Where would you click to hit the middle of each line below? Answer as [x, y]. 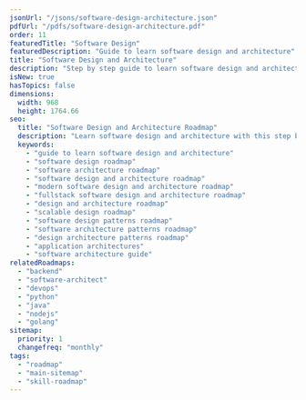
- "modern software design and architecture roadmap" [130, 187]
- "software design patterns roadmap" [99, 220]
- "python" [38, 296]
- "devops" [38, 288]
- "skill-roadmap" [53, 381]
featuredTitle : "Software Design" [75, 43]
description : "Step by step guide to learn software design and [134, 69]
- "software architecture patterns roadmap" [112, 229]
